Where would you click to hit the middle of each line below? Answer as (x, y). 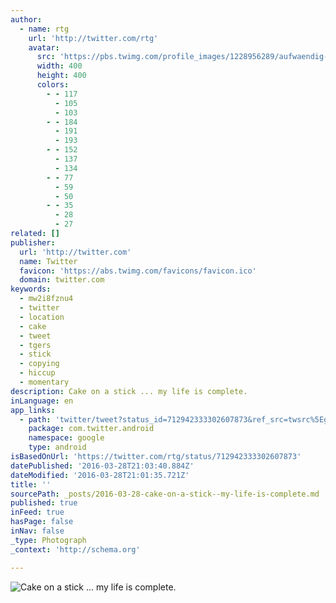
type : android (57, 447)
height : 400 (61, 76)
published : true (44, 503)
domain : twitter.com (62, 280)
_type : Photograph (48, 540)
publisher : (33, 242)
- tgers (35, 345)
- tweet (35, 336)
